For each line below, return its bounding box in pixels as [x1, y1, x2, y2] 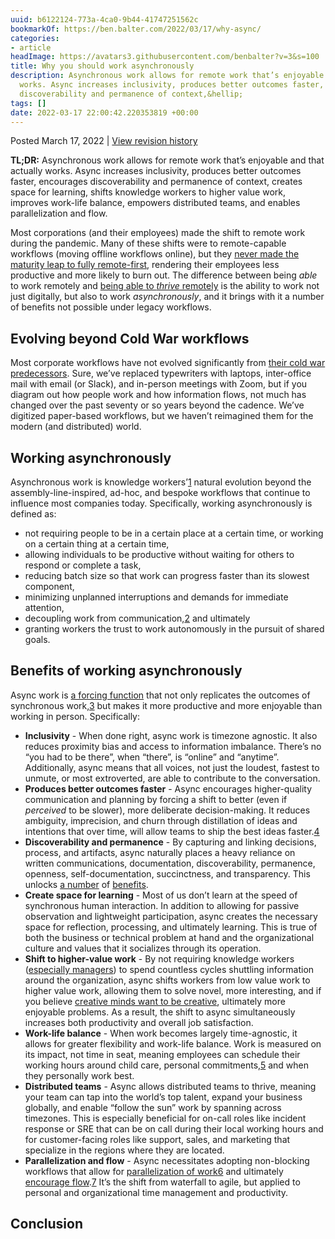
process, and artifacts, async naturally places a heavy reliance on [24, 846, 296, 858]
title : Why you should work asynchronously [10, 61, 195, 71]
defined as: [10, 508, 57, 520]
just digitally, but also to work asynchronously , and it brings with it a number [10, 291, 325, 303]
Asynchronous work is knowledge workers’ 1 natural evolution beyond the [10, 476, 312, 488]
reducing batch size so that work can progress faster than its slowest [24, 570, 310, 581]
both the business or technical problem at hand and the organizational [24, 931, 315, 943]
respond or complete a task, [24, 559, 142, 571]
